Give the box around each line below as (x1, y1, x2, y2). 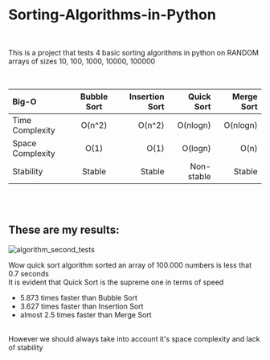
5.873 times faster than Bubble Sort (19, 292, 138, 302)
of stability (8, 342, 43, 352)
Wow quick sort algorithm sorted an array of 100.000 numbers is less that (8, 260, 252, 270)
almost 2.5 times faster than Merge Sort (19, 309, 152, 319)
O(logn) (182, 142, 211, 153)
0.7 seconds (8, 268, 50, 278)
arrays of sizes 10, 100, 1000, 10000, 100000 (8, 56, 156, 66)
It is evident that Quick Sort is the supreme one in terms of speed (8, 277, 224, 287)
